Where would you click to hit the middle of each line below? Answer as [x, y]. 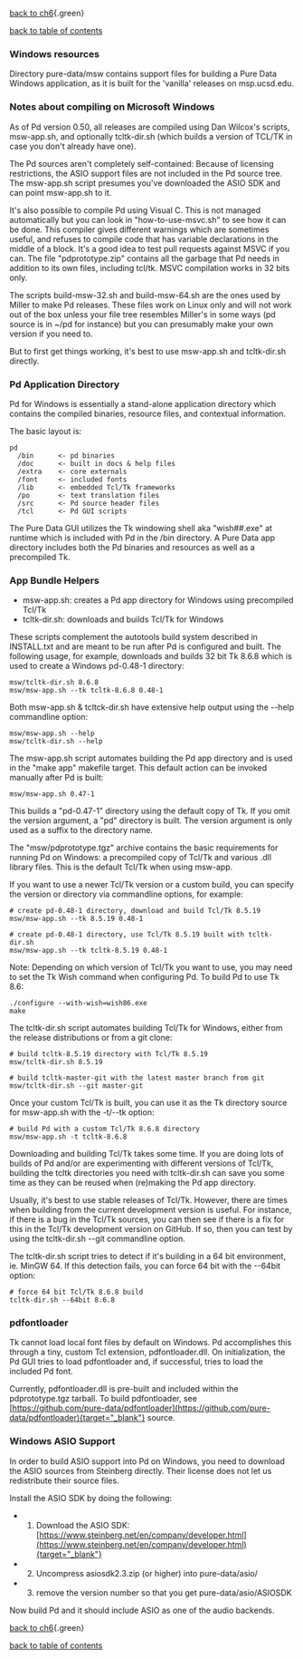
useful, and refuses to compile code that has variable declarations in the [144, 238]
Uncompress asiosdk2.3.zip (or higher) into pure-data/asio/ [147, 1573]
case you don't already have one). [73, 146]
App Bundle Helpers [54, 580]
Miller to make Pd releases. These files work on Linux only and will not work [151, 305]
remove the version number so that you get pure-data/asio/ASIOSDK [164, 1592]
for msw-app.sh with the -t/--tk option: [82, 1112]
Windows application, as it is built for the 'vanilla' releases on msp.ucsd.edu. [151, 83]
